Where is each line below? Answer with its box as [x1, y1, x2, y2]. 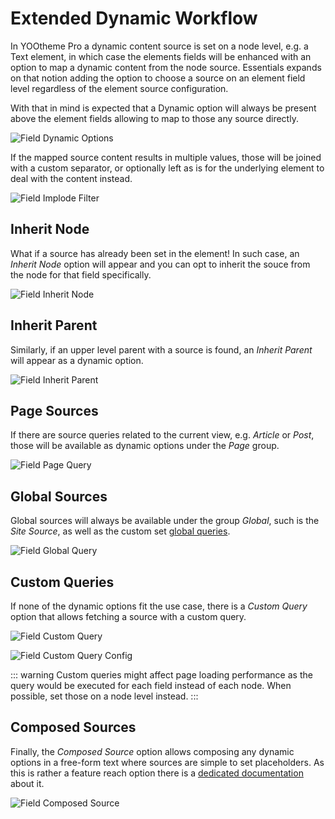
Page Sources [10, 402, 99, 419]
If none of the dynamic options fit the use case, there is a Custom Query [10, 600, 308, 612]
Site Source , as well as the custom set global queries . [10, 525, 231, 537]
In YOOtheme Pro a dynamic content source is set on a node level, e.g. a [10, 40, 309, 52]
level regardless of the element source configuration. [10, 82, 229, 94]
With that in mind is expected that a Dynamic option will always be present [10, 102, 317, 114]
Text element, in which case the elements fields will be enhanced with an [10, 50, 312, 62]
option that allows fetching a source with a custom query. [10, 611, 247, 622]
